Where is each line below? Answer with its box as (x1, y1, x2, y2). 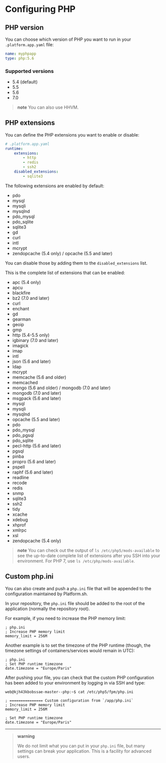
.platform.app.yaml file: (5, 42, 54, 48)
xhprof (12, 522, 26, 528)
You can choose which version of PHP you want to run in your (5, 36, 131, 42)
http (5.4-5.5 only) (12, 332, 50, 338)
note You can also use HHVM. (17, 104, 79, 110)
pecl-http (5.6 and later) (12, 443, 61, 449)
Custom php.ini (5, 572, 53, 581)
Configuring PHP (5, 3, 76, 15)
